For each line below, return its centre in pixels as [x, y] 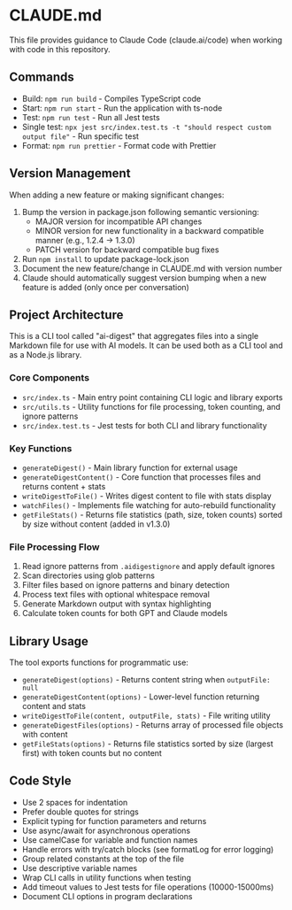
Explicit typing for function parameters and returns [114, 821]
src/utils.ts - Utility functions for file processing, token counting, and [151, 406]
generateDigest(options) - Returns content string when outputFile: [146, 680]
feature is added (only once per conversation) [106, 287]
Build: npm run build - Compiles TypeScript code [111, 98]
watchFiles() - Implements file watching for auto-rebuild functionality [149, 505]
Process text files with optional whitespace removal [116, 595]
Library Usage [49, 641]
